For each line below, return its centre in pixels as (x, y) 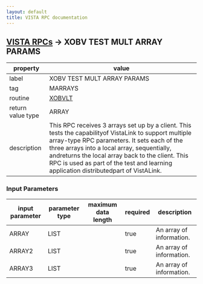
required (137, 212)
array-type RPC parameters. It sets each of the (116, 141)
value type (24, 115)
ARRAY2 (21, 251)
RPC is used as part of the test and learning (111, 163)
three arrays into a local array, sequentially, (111, 148)
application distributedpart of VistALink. (105, 171)
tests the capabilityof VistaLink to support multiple (121, 133)
